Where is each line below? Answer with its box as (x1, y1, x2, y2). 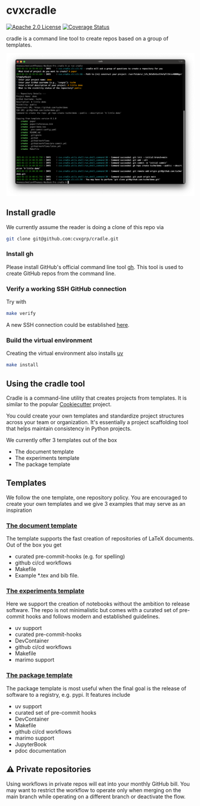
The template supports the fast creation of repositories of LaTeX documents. (6, 535, 195, 542)
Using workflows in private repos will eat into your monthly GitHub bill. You (6, 780, 190, 788)
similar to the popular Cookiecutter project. (6, 401, 112, 407)
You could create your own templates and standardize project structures (6, 412, 184, 419)
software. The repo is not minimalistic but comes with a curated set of (6, 607, 178, 614)
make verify (6, 311, 36, 317)
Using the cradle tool (6, 378, 85, 388)
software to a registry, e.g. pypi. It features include (6, 691, 130, 698)
